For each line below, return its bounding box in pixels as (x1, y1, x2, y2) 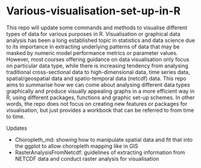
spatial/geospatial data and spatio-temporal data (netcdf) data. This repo (6, 75, 187, 82)
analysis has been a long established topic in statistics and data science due (6, 36, 195, 44)
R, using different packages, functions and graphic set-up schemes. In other (6, 94, 195, 101)
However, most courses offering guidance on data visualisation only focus (6, 56, 190, 63)
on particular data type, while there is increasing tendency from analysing (6, 62, 188, 69)
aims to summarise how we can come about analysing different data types (6, 81, 190, 88)
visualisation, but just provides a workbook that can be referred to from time (6, 106, 194, 114)
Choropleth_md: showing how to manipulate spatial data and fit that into (14, 136, 193, 143)
